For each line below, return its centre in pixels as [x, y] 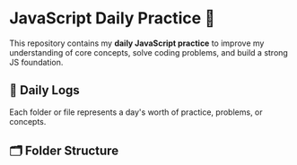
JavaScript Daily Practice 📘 [112, 18]
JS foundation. [36, 62]
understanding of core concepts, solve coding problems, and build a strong [149, 52]
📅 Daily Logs [45, 90]
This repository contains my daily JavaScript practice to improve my [137, 43]
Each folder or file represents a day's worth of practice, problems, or [136, 112]
